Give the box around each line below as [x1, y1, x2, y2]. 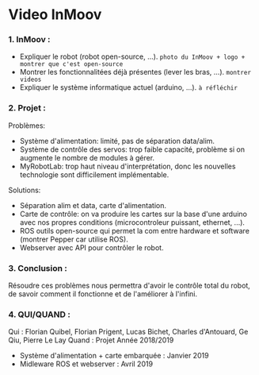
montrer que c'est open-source [19, 60, 124, 68]
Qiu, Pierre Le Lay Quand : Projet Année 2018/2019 [8, 335, 174, 345]
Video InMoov [8, 6, 102, 24]
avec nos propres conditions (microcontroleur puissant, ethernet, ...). [19, 217, 246, 227]
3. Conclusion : [8, 262, 67, 273]
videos [19, 75, 42, 84]
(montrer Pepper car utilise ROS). [19, 234, 128, 244]
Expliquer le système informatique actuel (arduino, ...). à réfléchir [19, 83, 238, 92]
